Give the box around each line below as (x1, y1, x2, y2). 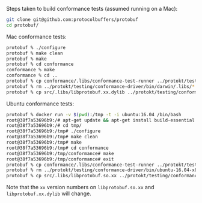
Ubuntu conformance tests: (6, 100, 75, 107)
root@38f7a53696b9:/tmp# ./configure (6, 128, 101, 134)
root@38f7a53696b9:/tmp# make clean (6, 134, 98, 140)
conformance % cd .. (6, 72, 58, 78)
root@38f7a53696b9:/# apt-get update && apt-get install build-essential (6, 117, 195, 123)
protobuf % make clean (6, 50, 63, 56)
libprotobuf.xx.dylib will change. (6, 190, 91, 197)
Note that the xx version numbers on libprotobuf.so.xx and (6, 184, 155, 191)
